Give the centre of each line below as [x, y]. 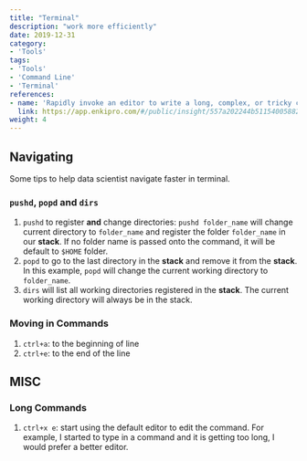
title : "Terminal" [44, 18]
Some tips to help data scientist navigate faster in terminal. [120, 178]
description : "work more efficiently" [83, 26]
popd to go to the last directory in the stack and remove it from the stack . [160, 261]
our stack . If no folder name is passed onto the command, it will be [149, 242]
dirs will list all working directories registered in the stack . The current [156, 290]
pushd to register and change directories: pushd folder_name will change [158, 222]
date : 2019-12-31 [42, 35]
